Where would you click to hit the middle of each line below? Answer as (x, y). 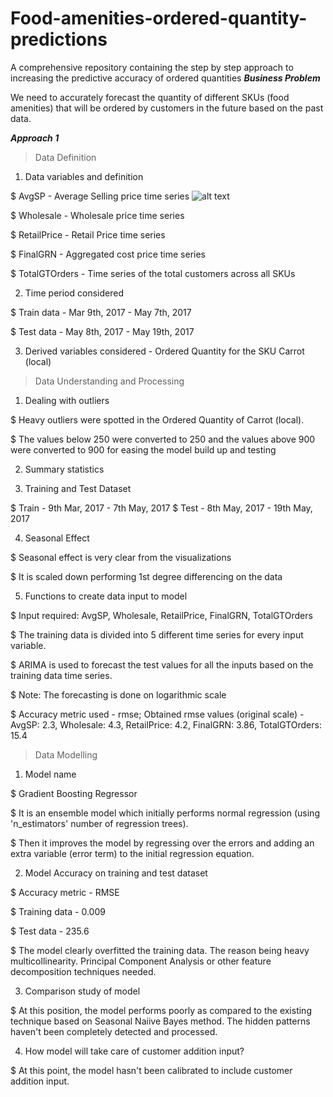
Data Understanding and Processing (109, 381)
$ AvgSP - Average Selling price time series (100, 196)
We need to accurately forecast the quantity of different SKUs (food (150, 97)
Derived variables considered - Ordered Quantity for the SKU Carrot (164, 351)
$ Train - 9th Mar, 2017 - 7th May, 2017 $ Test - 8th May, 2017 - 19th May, (161, 508)
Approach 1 (35, 138)
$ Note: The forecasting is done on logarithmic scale (118, 694)
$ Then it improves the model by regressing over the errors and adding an (162, 843)
